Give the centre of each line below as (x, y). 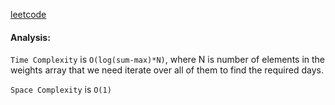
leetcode (28, 14)
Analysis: (30, 37)
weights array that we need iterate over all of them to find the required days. (167, 70)
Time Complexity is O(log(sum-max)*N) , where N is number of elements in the (168, 60)
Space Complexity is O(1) (61, 90)
